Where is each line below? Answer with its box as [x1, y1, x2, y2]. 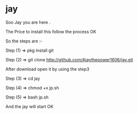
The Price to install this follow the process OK [5, 28, 96, 34]
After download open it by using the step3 [5, 66, 90, 72]
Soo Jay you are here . [5, 19, 50, 25]
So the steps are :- [5, 38, 43, 44]
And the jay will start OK [5, 103, 54, 109]
